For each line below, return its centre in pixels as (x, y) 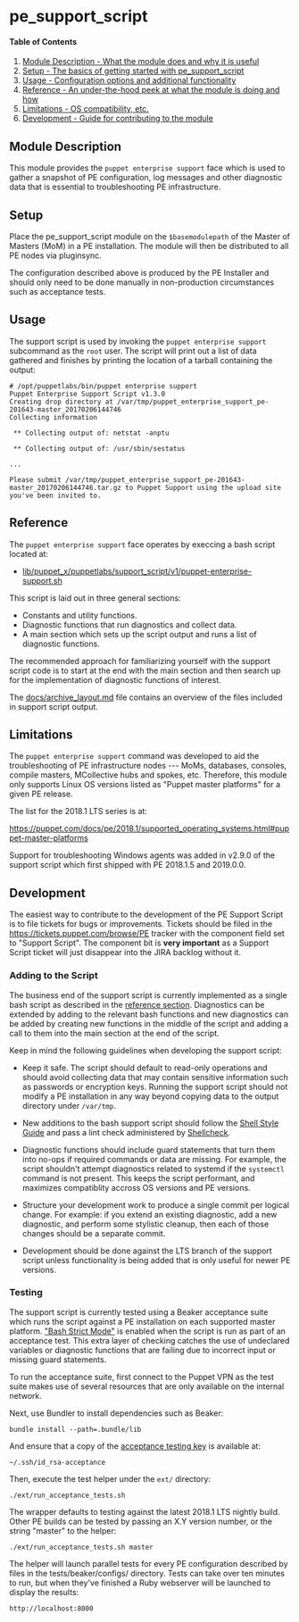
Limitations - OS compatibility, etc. (85, 109)
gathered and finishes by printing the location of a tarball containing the (141, 360)
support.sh (42, 580)
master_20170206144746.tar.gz (66, 487)
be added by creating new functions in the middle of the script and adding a (149, 1023)
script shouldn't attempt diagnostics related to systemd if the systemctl (153, 1169)
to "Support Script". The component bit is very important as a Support (139, 943)
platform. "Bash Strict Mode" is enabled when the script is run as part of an (147, 1331)
